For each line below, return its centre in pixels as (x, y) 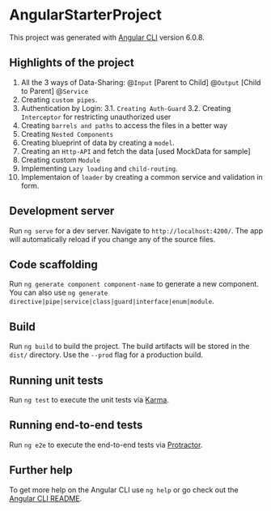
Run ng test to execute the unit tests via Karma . (89, 400)
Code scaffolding (53, 264)
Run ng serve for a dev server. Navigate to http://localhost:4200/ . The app (136, 230)
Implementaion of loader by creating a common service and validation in (142, 177)
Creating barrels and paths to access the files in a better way (124, 125)
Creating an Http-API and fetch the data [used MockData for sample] (135, 151)
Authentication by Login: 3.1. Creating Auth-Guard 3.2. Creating (126, 108)
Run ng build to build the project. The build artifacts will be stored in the (129, 347)
